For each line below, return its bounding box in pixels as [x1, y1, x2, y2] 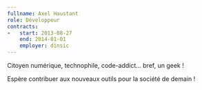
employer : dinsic [19, 42, 70, 49]
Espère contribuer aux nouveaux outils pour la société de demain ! [7, 75, 196, 83]
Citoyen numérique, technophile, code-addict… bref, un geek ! [7, 62, 184, 69]
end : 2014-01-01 [19, 36, 67, 43]
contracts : [7, 23, 39, 30]
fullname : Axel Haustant [7, 10, 79, 17]
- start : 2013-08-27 [7, 29, 72, 37]
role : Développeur [7, 17, 60, 24]
